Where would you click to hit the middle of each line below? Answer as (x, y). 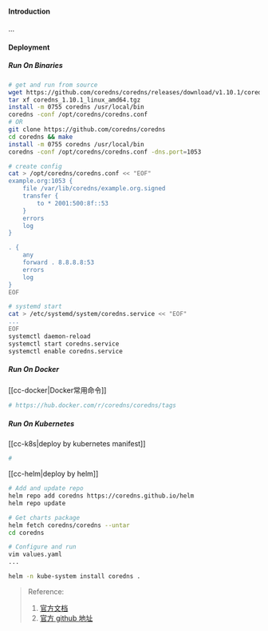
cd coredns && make (41, 137)
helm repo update (37, 503)
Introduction (29, 11)
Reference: (46, 591)
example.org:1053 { (41, 181)
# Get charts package (44, 517)
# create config (35, 166)
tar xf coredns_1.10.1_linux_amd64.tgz (75, 100)
